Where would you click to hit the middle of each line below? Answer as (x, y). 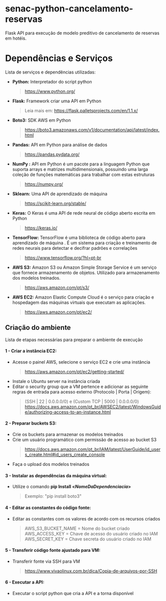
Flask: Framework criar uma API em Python (57, 101)
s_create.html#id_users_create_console (65, 454)
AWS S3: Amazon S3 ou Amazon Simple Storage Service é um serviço (84, 267)
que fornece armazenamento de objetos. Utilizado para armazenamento (86, 272)
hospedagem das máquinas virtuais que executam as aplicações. (79, 302)
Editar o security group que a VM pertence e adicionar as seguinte (80, 386)
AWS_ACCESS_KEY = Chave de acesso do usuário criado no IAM (91, 533)
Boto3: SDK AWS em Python (41, 120)
